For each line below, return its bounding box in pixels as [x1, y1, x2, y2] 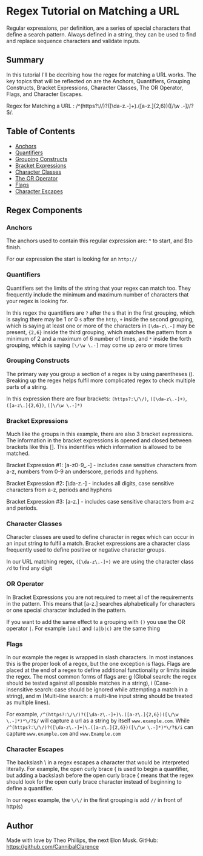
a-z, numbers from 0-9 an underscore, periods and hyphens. [6, 468, 159, 475]
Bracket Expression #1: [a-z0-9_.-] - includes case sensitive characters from [6, 462, 197, 469]
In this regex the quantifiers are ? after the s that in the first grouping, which [6, 309, 195, 317]
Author [6, 820, 33, 830]
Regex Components [6, 205, 83, 215]
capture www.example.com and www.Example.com [6, 730, 121, 738]
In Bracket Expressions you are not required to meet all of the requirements [6, 594, 194, 601]
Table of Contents [6, 126, 76, 137]
